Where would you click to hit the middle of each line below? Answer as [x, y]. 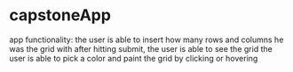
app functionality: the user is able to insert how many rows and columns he [146, 40]
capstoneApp [60, 15]
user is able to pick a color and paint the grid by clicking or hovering [134, 58]
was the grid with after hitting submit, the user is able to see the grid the [141, 48]
